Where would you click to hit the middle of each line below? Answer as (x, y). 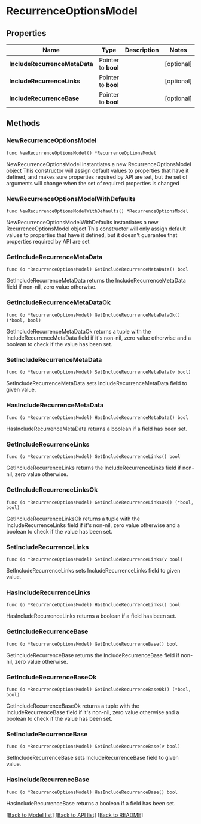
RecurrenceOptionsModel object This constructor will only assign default (96, 229)
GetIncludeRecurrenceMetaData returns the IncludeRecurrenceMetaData (96, 281)
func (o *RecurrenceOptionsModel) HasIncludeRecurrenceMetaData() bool (97, 418)
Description (142, 50)
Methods (23, 123)
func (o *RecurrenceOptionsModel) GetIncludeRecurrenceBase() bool (92, 644)
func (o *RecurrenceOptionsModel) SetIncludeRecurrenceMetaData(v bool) (99, 372)
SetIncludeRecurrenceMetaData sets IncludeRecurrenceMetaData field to (97, 383)
